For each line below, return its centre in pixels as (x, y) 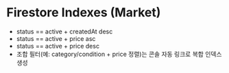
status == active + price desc (58, 46)
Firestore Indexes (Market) (84, 13)
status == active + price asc (56, 38)
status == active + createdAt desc (64, 31)
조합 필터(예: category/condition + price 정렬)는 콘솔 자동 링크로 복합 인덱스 (119, 54)
